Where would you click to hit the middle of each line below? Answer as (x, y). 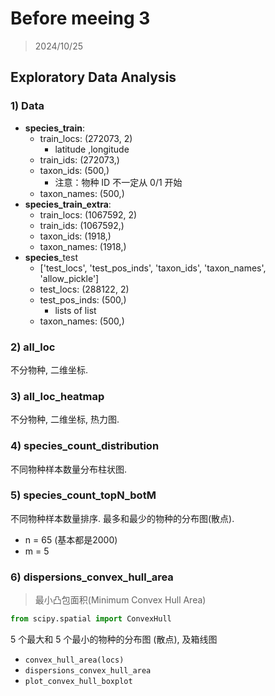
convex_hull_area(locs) (74, 660)
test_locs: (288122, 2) (84, 289)
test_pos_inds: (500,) (83, 299)
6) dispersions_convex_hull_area (92, 577)
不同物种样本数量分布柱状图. (69, 469)
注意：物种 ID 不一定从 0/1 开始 (118, 182)
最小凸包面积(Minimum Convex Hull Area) (120, 600)
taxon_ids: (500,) (74, 170)
